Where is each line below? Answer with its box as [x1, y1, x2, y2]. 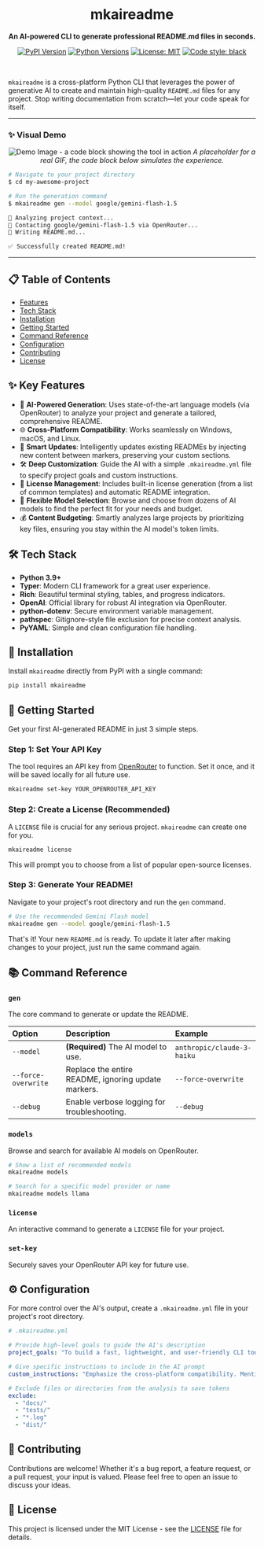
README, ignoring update [65, 1074, 162, 1085]
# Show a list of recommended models [8, 1161, 132, 1169]
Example [174, 1028, 208, 1039]
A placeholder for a [192, 147, 256, 157]
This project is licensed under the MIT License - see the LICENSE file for [8, 1524, 242, 1533]
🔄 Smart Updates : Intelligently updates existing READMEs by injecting [19, 442, 247, 451]
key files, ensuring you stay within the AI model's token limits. [19, 524, 219, 533]
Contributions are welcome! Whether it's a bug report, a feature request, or [8, 1463, 251, 1472]
